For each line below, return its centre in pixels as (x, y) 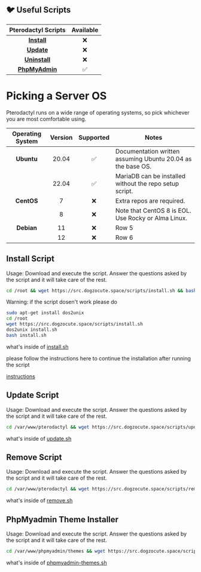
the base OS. (133, 166)
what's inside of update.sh (39, 438)
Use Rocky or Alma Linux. (151, 218)
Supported (94, 137)
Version (61, 137)
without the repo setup (147, 183)
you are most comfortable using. (46, 119)
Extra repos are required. (150, 201)
